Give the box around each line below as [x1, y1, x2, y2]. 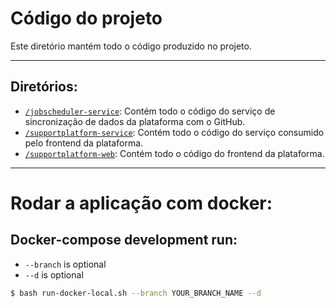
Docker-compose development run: [10, 232, 238, 249]
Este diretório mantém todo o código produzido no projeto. [10, 40, 252, 52]
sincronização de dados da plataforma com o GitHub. [24, 115, 246, 127]
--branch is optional [24, 258, 107, 270]
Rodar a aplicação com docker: [10, 192, 273, 214]
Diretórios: [10, 78, 78, 96]
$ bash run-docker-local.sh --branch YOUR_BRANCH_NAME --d [10, 288, 262, 298]
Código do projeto [10, 7, 163, 30]
